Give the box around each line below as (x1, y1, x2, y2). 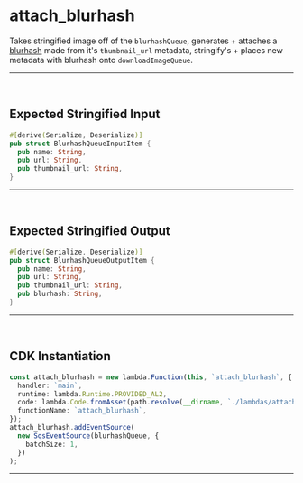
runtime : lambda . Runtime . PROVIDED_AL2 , (17, 389, 168, 398)
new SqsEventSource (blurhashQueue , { (17, 431, 160, 441)
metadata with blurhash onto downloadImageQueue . (9, 54, 194, 65)
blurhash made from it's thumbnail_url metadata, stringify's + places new (9, 44, 284, 55)
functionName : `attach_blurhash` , (17, 406, 147, 415)
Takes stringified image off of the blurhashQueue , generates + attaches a (9, 35, 278, 46)
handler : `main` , (17, 381, 83, 390)
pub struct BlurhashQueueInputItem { (9, 139, 151, 148)
